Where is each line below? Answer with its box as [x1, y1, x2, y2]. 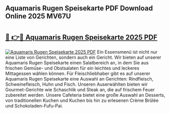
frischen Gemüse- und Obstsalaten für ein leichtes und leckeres [5, 65, 139, 71]
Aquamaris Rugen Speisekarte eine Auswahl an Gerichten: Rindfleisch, [5, 76, 154, 82]
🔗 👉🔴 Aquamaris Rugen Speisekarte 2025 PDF [5, 33, 158, 42]
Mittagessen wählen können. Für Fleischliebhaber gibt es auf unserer [5, 70, 151, 77]
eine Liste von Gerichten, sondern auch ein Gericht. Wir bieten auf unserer [5, 54, 161, 60]
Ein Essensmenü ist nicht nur [97, 49, 158, 55]
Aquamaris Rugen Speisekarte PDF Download [5, 4, 153, 13]
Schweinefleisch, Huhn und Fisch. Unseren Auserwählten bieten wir [5, 81, 148, 87]
